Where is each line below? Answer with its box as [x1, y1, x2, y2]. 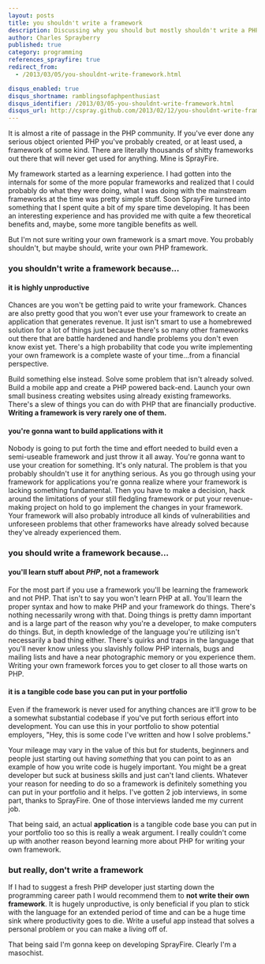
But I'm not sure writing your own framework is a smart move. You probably [8, 235, 254, 245]
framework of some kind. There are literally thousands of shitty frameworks [8, 146, 254, 155]
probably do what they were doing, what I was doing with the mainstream [8, 186, 247, 195]
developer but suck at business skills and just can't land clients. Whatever [8, 770, 248, 780]
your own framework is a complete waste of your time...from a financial [8, 351, 241, 360]
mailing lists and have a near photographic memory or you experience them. [8, 652, 256, 662]
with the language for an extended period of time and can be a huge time [8, 908, 246, 917]
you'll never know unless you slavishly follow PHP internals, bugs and [8, 643, 234, 653]
